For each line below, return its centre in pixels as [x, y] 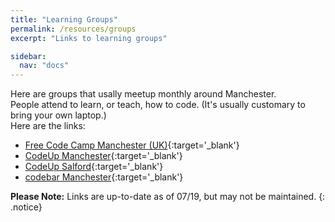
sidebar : [28, 56]
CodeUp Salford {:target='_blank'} [94, 167]
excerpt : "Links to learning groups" [89, 38]
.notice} [26, 207]
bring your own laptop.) [58, 115]
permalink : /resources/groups [73, 29]
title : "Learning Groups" [64, 19]
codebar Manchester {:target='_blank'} [104, 177]
